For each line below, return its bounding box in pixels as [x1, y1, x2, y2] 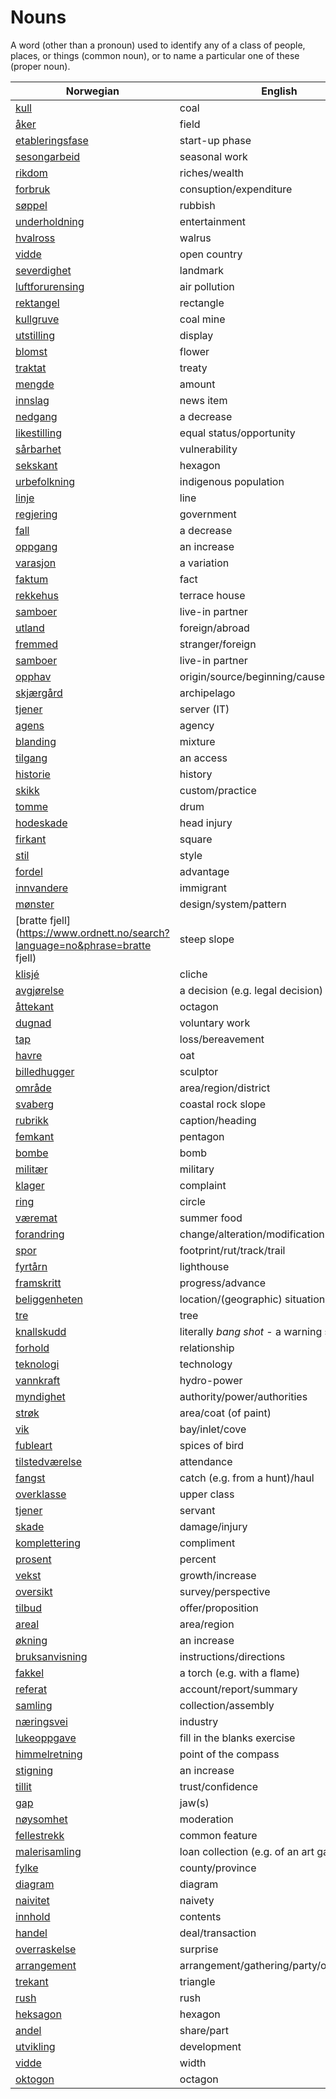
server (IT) [179, 702, 230, 716]
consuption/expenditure [179, 182, 293, 196]
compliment [179, 1536, 236, 1550]
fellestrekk [15, 1828, 65, 1842]
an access [179, 751, 228, 765]
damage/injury [179, 1519, 248, 1533]
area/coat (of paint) [179, 1406, 272, 1420]
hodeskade [15, 816, 68, 830]
